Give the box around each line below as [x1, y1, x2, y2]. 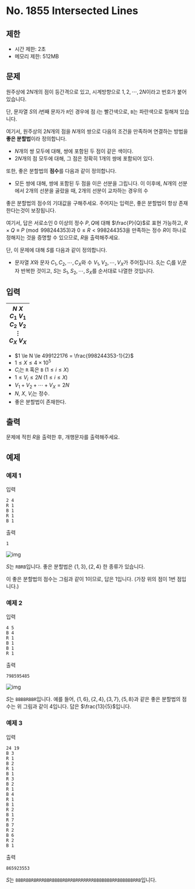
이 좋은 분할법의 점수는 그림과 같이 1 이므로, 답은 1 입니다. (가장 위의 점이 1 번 [6, 576, 176, 583]
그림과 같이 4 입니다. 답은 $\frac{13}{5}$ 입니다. [23, 703, 131, 710]
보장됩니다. [31, 207, 57, 214]
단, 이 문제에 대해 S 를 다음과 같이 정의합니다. [6, 246, 107, 253]
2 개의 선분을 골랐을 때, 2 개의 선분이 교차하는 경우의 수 [25, 187, 149, 194]
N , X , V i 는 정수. [14, 389, 50, 398]
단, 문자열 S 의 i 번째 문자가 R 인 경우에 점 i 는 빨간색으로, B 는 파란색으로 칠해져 [6, 108, 179, 115]
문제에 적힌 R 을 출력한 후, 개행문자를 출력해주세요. [6, 433, 120, 440]
